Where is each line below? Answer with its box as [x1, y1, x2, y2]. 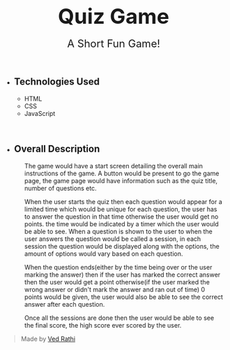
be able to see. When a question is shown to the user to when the [24, 227, 213, 235]
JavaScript [24, 109, 56, 117]
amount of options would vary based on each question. [24, 249, 183, 258]
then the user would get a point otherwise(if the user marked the [24, 277, 210, 286]
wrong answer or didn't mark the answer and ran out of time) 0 [24, 285, 206, 293]
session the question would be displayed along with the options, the [24, 242, 220, 250]
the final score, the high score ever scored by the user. [24, 321, 182, 329]
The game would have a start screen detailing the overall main [24, 161, 204, 170]
